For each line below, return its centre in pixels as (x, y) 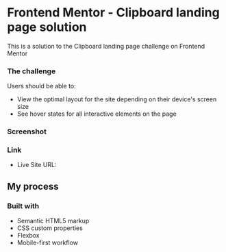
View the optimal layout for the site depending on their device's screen (117, 99)
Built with (23, 205)
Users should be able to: (42, 86)
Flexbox (28, 236)
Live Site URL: (37, 165)
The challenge (32, 71)
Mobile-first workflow (48, 243)
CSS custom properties (50, 228)
